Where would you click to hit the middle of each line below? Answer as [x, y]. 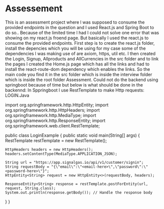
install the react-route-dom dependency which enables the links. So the [78, 69]
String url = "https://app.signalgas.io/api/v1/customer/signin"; [74, 162]
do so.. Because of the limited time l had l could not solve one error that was [82, 32]
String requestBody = [27, 167]
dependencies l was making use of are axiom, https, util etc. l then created [80, 53]
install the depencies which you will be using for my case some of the [75, 48]
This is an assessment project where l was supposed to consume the [75, 22]
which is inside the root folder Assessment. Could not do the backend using [82, 80]
